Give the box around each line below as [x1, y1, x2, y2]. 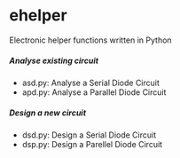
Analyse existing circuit [9, 55, 99, 66]
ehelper [9, 5, 68, 26]
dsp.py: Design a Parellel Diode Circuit [21, 138, 162, 149]
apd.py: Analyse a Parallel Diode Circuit [21, 86, 167, 98]
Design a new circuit [9, 107, 87, 118]
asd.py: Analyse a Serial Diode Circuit [21, 77, 160, 88]
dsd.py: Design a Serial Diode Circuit [21, 130, 157, 140]
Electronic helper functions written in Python [9, 35, 172, 45]
